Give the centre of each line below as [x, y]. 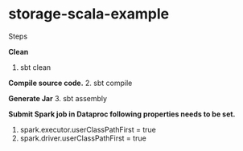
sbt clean [35, 67]
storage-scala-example [89, 14]
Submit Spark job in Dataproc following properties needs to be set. [122, 114]
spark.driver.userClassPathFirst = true [83, 138]
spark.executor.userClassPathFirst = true [88, 129]
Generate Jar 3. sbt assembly [58, 98]
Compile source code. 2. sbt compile [70, 83]
